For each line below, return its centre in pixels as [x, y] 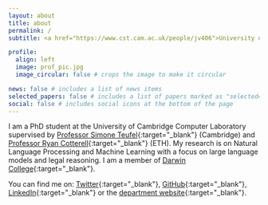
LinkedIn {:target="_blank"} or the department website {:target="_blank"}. [128, 193]
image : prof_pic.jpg [49, 67]
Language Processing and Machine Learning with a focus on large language [133, 152]
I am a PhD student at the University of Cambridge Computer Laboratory [127, 126]
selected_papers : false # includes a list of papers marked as [116, 97]
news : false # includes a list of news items [85, 89]
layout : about [32, 16]
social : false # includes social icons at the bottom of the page [121, 104]
